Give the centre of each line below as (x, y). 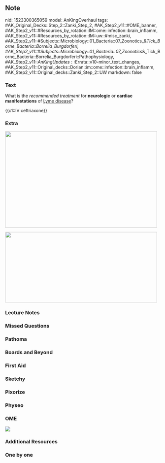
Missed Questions (27, 326)
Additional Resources (31, 442)
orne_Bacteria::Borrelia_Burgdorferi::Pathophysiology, (60, 57)
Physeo (14, 405)
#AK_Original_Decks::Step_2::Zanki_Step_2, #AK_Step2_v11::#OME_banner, (81, 25)
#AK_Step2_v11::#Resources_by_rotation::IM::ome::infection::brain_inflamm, (82, 30)
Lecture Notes (22, 313)
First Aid (16, 365)
